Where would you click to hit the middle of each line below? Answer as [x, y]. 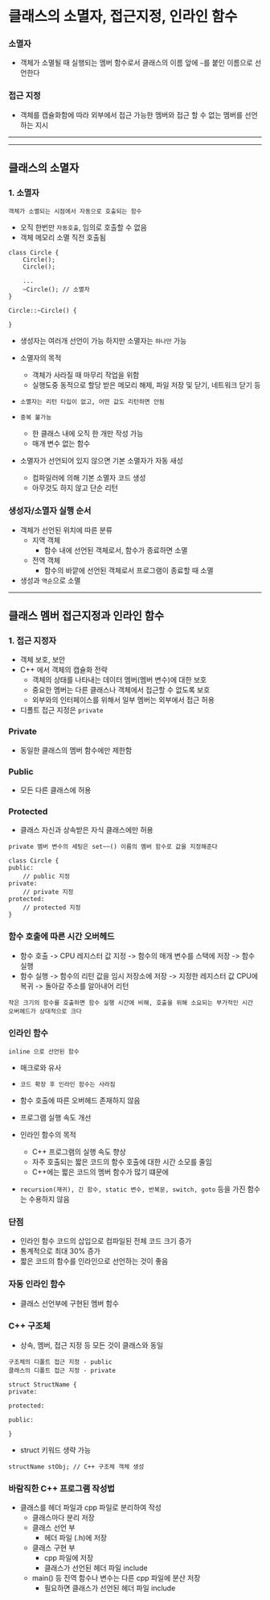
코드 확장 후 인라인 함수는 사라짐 [67, 1084]
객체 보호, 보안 [43, 660]
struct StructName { [43, 1384]
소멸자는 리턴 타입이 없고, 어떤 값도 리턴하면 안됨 [92, 402]
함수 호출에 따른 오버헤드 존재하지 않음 [80, 1100]
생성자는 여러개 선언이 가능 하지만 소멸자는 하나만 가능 [103, 341]
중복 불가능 [36, 418]
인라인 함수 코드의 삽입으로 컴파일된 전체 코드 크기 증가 [106, 1241]
